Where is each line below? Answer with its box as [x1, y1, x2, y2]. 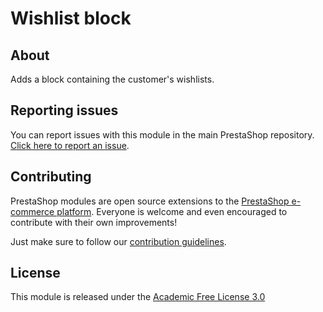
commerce [10, 205, 55, 217]
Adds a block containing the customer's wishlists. [10, 73, 215, 85]
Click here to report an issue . [10, 139, 130, 151]
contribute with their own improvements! [10, 216, 178, 228]
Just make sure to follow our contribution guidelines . [10, 235, 227, 247]
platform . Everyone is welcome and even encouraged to [56, 205, 288, 217]
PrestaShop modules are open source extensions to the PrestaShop [10, 195, 290, 207]
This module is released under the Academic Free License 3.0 [10, 291, 266, 303]
